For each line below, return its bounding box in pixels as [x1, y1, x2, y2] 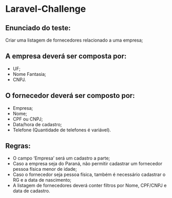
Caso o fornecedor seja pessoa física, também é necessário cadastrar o [12, 171, 166, 177]
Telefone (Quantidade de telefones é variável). [12, 127, 111, 133]
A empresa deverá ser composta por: [5, 52, 127, 61]
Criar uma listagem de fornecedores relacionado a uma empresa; [5, 37, 143, 43]
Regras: [5, 142, 31, 150]
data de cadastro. [12, 188, 50, 194]
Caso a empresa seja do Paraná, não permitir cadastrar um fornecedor [12, 161, 163, 167]
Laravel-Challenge [5, 3, 86, 15]
